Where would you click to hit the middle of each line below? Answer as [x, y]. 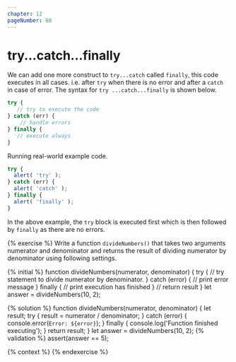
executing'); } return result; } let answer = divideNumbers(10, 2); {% [106, 330]
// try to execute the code [58, 110]
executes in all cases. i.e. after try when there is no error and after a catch [116, 83]
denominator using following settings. [62, 258]
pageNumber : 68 [30, 21]
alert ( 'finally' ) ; [44, 202]
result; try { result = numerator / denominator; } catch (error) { [97, 315]
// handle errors [46, 123]
